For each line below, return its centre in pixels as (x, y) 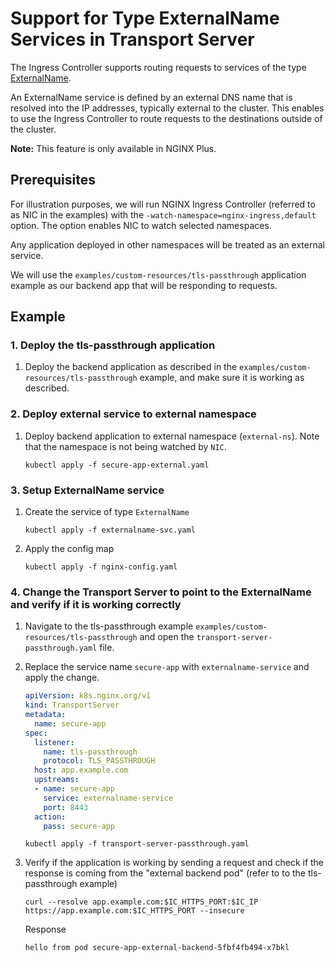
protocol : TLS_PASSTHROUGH (99, 761)
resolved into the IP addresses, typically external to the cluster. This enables (167, 108)
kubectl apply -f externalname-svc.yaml (110, 530)
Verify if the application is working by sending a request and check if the (174, 863)
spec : (36, 733)
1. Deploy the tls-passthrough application (113, 345)
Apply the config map (69, 549)
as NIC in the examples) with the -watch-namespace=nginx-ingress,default (163, 214)
